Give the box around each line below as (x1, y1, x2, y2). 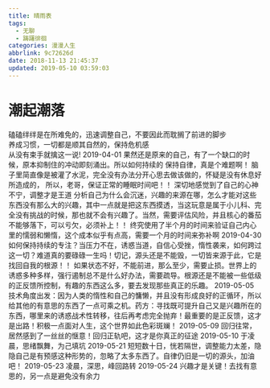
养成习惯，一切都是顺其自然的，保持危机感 (8, 139, 149, 149)
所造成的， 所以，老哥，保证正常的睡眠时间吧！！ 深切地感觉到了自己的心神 (8, 180, 259, 189)
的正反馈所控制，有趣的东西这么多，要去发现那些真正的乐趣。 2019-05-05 (8, 280, 255, 290)
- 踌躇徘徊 (15, 34, 47, 43)
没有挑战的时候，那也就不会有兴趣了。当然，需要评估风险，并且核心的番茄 (14, 210, 262, 220)
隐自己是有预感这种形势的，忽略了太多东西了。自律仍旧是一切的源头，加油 (8, 351, 255, 361)
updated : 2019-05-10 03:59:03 (8, 64, 110, 72)
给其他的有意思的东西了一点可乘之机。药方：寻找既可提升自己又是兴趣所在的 (8, 300, 262, 310)
